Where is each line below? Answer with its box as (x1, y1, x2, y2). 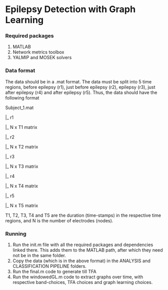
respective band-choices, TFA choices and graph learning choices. (12, 279, 153, 285)
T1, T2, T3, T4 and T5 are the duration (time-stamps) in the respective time (5, 212, 161, 218)
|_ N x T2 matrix (5, 143, 38, 150)
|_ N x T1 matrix (5, 124, 37, 130)
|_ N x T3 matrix (5, 163, 38, 169)
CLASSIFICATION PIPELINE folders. (12, 263, 87, 269)
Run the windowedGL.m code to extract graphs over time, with (12, 274, 143, 280)
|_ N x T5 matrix (5, 202, 38, 208)
